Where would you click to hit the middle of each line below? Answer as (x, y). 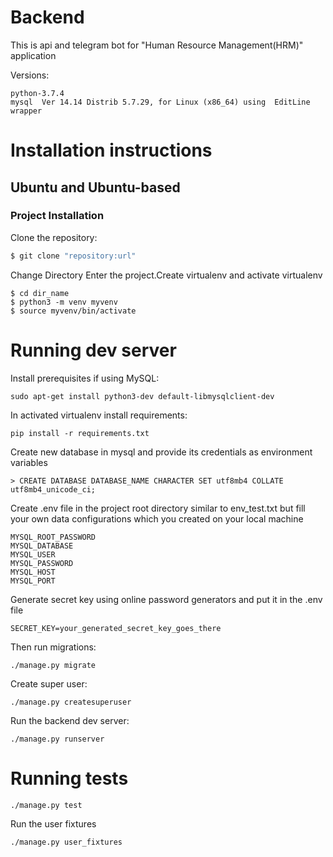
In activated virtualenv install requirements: (99, 415)
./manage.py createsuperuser (71, 702)
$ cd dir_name (40, 293)
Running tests (69, 778)
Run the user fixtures (53, 823)
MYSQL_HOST (33, 572)
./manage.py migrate (53, 665)
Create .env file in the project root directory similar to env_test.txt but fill (158, 508)
